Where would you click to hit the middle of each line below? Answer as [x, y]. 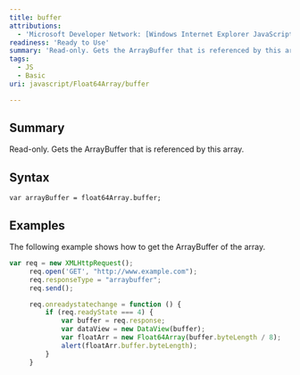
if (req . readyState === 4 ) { [99, 312]
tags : [19, 59]
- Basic [32, 76]
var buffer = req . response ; [113, 321]
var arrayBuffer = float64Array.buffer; [86, 198]
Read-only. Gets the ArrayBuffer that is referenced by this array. [127, 149]
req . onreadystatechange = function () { [105, 304]
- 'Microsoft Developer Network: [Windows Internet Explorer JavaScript [155, 34]
